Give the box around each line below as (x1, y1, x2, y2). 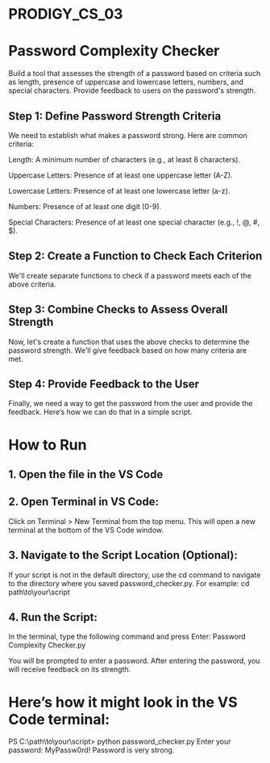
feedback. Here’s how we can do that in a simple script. (8, 407, 193, 417)
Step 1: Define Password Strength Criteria (8, 109, 222, 123)
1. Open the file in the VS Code (8, 467, 164, 481)
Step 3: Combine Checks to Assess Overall (8, 303, 228, 317)
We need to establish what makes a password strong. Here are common (8, 130, 247, 140)
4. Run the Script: (8, 610, 98, 624)
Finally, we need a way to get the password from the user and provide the (8, 399, 253, 409)
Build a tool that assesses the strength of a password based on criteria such (8, 69, 261, 78)
